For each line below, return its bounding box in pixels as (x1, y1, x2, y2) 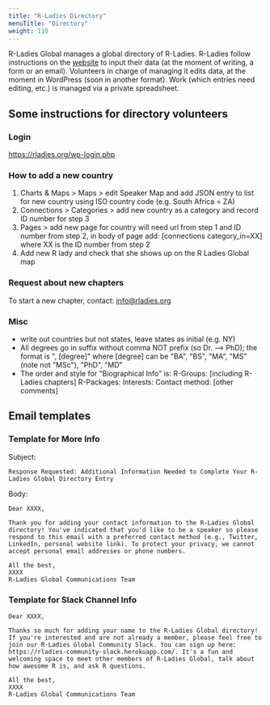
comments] (19, 385, 59, 395)
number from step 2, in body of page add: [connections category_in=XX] (19, 231, 263, 241)
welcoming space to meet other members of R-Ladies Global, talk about (8, 655, 255, 663)
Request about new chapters (8, 277, 124, 288)
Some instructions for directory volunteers (8, 107, 229, 121)
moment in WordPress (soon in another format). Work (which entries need (8, 74, 255, 85)
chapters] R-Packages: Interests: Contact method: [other (44, 377, 234, 387)
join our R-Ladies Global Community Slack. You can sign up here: (8, 640, 237, 648)
